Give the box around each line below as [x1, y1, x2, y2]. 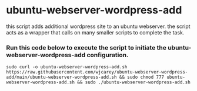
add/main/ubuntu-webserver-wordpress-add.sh [6, 74, 117, 80]
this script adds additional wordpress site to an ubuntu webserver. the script [6, 23, 191, 30]
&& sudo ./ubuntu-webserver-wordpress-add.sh [77, 79, 191, 85]
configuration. [86, 51, 129, 59]
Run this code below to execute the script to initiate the [6, 43, 166, 51]
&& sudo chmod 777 [119, 74, 165, 80]
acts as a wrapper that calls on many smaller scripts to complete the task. [6, 29, 185, 36]
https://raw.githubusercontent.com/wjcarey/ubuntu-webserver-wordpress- [6, 69, 188, 75]
